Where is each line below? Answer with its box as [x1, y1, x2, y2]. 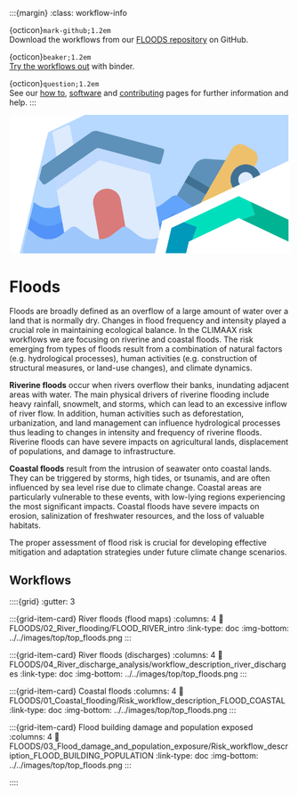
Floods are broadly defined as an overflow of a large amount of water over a [9, 306, 289, 317]
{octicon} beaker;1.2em [9, 52, 92, 61]
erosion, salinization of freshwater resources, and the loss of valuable [9, 511, 265, 522]
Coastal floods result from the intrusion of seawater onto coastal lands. [9, 463, 272, 475]
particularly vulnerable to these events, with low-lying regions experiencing [9, 491, 286, 502]
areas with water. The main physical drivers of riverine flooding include [9, 389, 270, 400]
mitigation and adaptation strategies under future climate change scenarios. [9, 547, 287, 557]
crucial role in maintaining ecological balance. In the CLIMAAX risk [9, 325, 254, 336]
